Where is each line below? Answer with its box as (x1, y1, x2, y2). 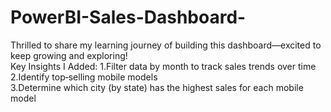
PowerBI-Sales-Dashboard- (10, 6, 247, 29)
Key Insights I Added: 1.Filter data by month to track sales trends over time (10, 60, 317, 72)
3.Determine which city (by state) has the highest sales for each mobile (10, 81, 304, 93)
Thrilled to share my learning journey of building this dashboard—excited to (10, 39, 322, 51)
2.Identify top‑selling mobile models (10, 71, 158, 83)
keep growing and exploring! (10, 49, 128, 61)
